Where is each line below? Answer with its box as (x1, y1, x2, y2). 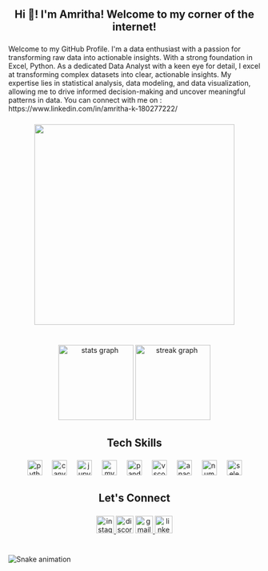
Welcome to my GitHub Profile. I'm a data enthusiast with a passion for (8, 44, 242, 54)
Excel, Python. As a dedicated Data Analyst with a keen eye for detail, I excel (8, 61, 261, 71)
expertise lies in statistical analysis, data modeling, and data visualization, (8, 79, 251, 88)
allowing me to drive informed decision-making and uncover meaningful (8, 87, 246, 96)
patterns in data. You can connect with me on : (8, 95, 162, 105)
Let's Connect (98, 491, 170, 504)
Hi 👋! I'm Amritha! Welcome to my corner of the (14, 8, 254, 22)
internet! (112, 20, 157, 34)
